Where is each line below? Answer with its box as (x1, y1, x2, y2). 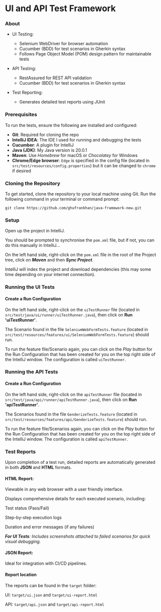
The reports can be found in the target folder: (5, 582, 97, 588)
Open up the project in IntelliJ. (5, 228, 65, 234)
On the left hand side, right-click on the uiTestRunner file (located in (5, 307, 140, 313)
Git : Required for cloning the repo (12, 132, 79, 138)
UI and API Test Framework (5, 3, 116, 14)
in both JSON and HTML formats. (5, 464, 72, 470)
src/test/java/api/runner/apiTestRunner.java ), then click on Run (5, 397, 137, 402)
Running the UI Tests (5, 284, 55, 291)
